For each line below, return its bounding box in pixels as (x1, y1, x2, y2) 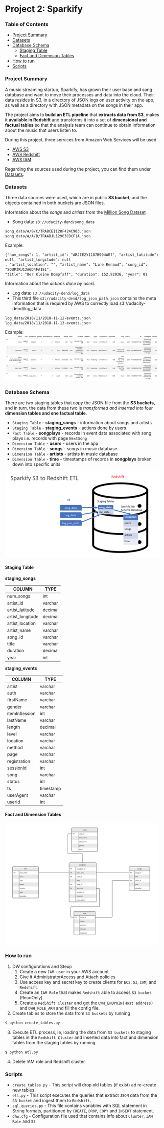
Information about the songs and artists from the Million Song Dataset (5, 209, 146, 215)
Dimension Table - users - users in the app (12, 440, 99, 446)
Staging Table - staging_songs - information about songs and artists (12, 419, 152, 425)
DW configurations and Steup (12, 963, 72, 969)
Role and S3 (12, 1118, 36, 1124)
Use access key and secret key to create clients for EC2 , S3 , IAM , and (19, 979, 157, 985)
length (7, 724, 21, 730)
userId (7, 799, 21, 805)
